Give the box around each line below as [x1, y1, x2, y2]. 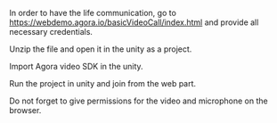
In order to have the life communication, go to [9, 8, 176, 18]
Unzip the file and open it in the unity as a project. [9, 44, 192, 54]
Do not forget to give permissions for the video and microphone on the [9, 95, 269, 106]
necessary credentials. [9, 27, 94, 37]
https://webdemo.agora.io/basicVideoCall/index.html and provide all [9, 17, 259, 28]
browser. [9, 105, 42, 115]
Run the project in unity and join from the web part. [9, 78, 197, 88]
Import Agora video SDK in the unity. [9, 61, 144, 71]
